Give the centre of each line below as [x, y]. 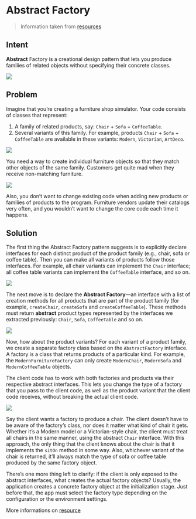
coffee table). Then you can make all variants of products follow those [90, 260]
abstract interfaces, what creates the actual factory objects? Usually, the [94, 480]
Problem [22, 95]
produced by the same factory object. [52, 463]
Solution [22, 233]
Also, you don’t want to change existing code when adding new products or [97, 196]
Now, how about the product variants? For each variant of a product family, [97, 342]
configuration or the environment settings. [57, 499]
